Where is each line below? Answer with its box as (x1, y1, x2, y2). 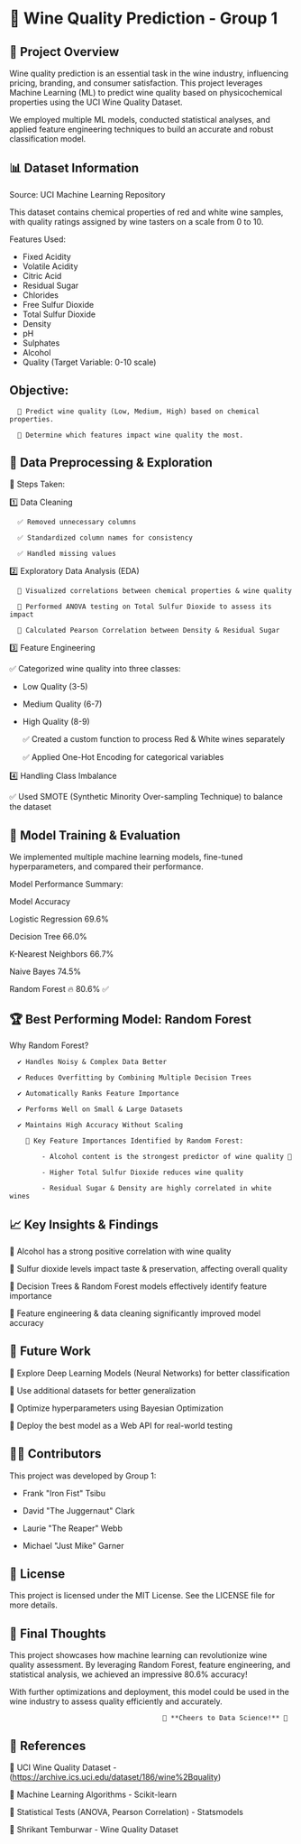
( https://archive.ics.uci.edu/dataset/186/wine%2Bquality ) (9, 1771, 222, 1782)
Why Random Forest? (9, 1040, 89, 1051)
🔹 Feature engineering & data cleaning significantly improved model (9, 1308, 261, 1319)
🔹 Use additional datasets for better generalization (9, 1385, 196, 1395)
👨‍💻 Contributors (9, 1446, 102, 1461)
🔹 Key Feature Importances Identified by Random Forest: (25, 1136, 244, 1145)
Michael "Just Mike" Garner (22, 1540, 124, 1551)
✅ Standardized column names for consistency (17, 533, 194, 542)
